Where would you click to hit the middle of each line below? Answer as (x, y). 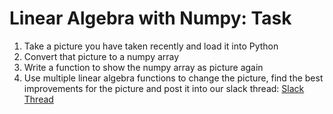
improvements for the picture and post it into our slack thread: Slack (164, 88)
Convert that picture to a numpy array (101, 56)
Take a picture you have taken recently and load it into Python (151, 46)
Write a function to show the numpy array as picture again (143, 67)
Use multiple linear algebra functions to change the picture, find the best (173, 78)
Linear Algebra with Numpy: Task (150, 18)
